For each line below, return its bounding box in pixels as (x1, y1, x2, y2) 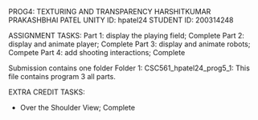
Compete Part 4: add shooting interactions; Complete (8, 48, 186, 57)
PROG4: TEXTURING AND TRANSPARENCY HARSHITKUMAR (8, 7, 211, 16)
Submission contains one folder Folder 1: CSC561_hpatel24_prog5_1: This (8, 63, 251, 73)
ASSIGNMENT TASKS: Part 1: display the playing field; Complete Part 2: (8, 31, 245, 40)
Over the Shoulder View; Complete (19, 103, 135, 112)
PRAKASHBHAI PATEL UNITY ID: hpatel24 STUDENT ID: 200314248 (8, 15, 234, 25)
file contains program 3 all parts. (8, 72, 117, 81)
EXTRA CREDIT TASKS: (8, 87, 86, 97)
